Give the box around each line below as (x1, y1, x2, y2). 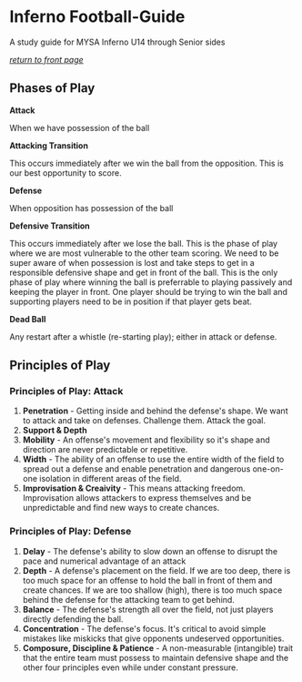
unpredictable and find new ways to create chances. (22, 503, 220, 514)
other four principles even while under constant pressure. (22, 662, 238, 673)
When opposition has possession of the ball (9, 202, 174, 213)
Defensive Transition (9, 220, 90, 231)
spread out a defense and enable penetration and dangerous (22, 463, 251, 474)
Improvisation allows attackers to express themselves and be (22, 493, 252, 504)
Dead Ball (9, 313, 46, 324)
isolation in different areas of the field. (39, 473, 182, 484)
